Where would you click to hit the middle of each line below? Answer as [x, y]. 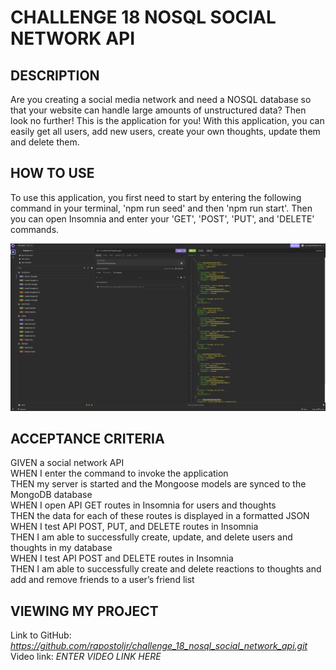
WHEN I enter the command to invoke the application [119, 473]
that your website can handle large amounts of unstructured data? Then [158, 110]
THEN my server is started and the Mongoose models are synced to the [158, 484]
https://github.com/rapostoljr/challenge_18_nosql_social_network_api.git [159, 646]
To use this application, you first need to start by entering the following [156, 197]
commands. [35, 229]
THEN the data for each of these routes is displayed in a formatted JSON [160, 516]
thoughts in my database [61, 548]
